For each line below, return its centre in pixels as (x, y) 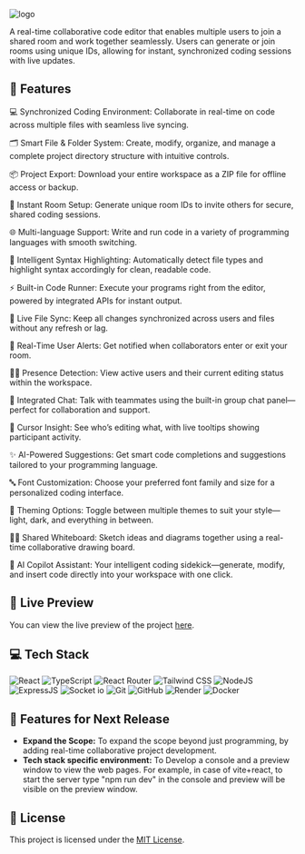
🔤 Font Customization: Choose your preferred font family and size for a (142, 482)
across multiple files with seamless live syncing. (99, 124)
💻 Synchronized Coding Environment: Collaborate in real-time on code (142, 111)
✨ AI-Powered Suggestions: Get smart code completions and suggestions (148, 454)
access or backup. (44, 187)
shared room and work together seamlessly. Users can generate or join (142, 41)
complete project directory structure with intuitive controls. (119, 155)
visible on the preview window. (80, 789)
